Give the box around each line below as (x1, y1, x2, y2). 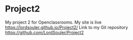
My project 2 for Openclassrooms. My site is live (5, 19, 102, 25)
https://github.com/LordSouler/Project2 (5, 29, 84, 35)
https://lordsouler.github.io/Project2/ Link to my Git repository (5, 24, 128, 30)
